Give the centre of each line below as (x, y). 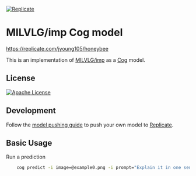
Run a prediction (26, 157)
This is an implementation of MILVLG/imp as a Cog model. (76, 60)
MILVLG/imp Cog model (64, 33)
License (21, 78)
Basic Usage (29, 143)
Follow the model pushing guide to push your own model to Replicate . (90, 125)
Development (31, 111)
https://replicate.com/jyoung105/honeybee (57, 48)
